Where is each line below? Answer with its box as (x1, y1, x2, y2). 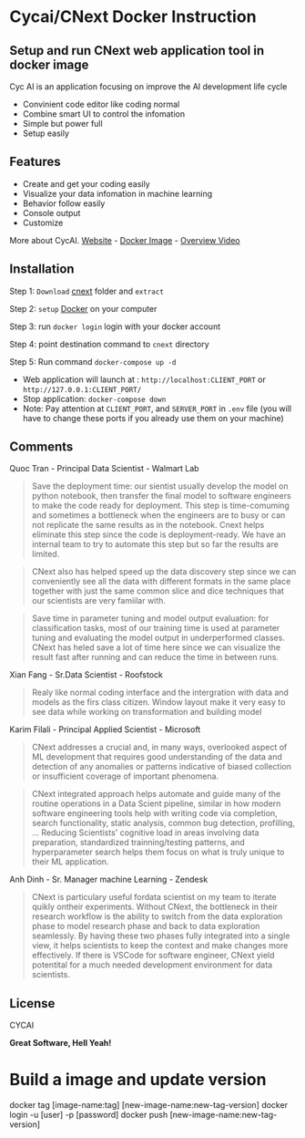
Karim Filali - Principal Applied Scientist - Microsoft (9, 724, 201, 735)
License (9, 996, 56, 1011)
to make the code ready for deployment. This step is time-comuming (31, 500, 290, 512)
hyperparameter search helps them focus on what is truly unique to (31, 846, 285, 858)
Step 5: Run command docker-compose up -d (9, 356, 177, 367)
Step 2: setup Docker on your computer (9, 303, 158, 314)
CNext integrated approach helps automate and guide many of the (31, 789, 281, 800)
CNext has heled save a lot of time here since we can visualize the (31, 642, 280, 653)
